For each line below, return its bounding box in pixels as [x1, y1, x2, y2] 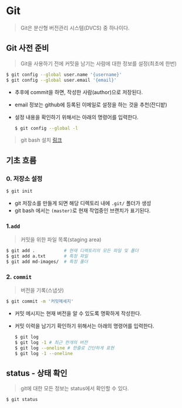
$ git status [6, 397, 38, 403]
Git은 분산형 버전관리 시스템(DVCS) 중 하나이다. [20, 24, 130, 31]
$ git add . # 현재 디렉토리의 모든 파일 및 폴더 [6, 248, 139, 254]
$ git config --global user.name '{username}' [6, 72, 122, 78]
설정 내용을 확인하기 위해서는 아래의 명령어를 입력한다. [14, 113, 139, 121]
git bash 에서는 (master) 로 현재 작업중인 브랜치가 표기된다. [14, 207, 151, 214]
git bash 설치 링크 [20, 136, 62, 143]
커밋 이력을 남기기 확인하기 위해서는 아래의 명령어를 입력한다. [14, 322, 154, 330]
